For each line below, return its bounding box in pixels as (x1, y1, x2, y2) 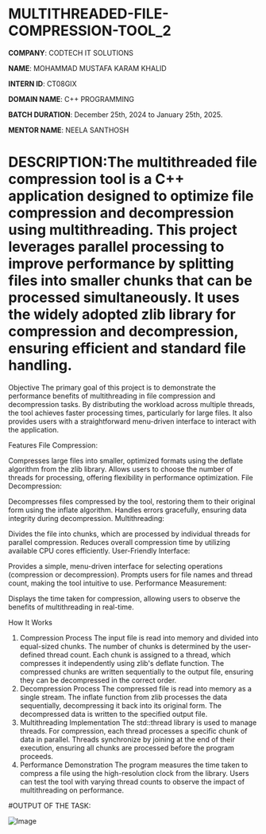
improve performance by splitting (8, 255, 234, 273)
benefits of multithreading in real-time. (8, 602, 135, 612)
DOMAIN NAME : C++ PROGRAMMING (8, 94, 135, 104)
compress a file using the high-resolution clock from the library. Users (19, 768, 249, 777)
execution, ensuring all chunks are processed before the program (19, 742, 234, 753)
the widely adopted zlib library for (8, 306, 236, 323)
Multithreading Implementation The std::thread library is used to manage (19, 718, 257, 727)
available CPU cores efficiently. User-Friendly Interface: (8, 546, 191, 555)
